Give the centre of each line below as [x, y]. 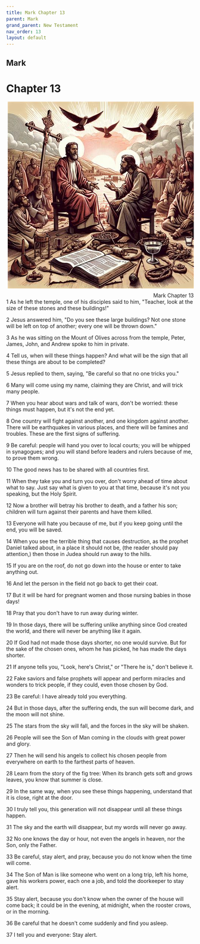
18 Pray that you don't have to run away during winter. [72, 613]
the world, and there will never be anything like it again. [74, 631]
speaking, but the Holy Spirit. [42, 494]
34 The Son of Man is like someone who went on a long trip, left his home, [97, 875]
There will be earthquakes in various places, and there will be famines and [97, 427]
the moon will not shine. [35, 714]
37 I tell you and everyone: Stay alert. [52, 935]
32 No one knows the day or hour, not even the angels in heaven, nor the [96, 839]
